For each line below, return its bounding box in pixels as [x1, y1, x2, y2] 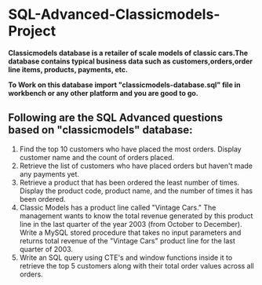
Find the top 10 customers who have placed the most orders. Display [19, 144, 242, 154]
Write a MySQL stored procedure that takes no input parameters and [19, 228, 242, 237]
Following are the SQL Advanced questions [8, 111, 224, 125]
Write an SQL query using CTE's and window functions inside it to [19, 253, 233, 262]
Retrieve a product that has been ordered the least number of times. [19, 177, 240, 187]
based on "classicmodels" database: [8, 123, 193, 137]
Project [8, 22, 56, 40]
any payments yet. [19, 169, 80, 178]
